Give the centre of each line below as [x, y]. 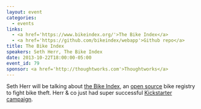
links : [15, 29]
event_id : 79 [23, 63]
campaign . [20, 99]
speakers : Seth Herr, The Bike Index [55, 52]
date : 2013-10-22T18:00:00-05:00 [49, 58]
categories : [21, 18]
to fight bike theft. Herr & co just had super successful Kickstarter [89, 93]
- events [23, 23]
